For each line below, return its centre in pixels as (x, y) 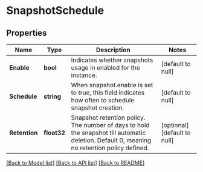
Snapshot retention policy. (108, 117)
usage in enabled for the (105, 68)
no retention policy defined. (110, 148)
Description (113, 50)
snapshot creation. (98, 108)
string (53, 96)
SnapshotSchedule (55, 11)
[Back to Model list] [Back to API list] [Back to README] (76, 163)
